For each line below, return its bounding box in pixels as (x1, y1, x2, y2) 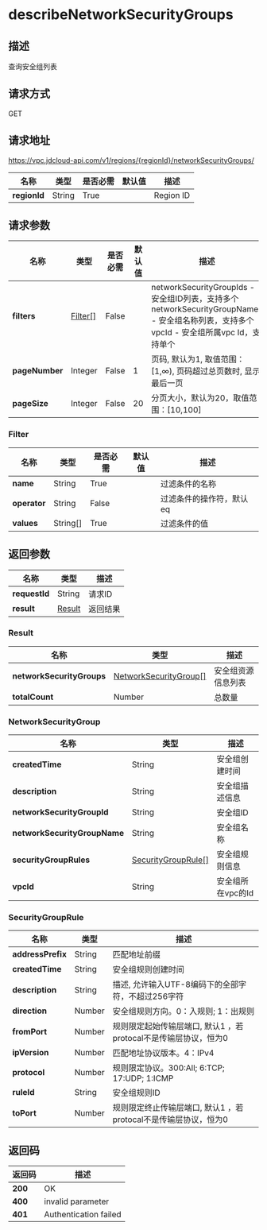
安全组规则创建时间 (112, 964, 184, 975)
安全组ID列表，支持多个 (150, 293, 239, 304)
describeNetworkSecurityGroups (8, 6, 234, 24)
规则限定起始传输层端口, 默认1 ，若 (112, 1021, 244, 1032)
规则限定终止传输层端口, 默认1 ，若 (112, 1102, 244, 1113)
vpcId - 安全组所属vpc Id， (150, 327, 253, 338)
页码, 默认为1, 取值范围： (150, 354, 245, 365)
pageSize (12, 398, 49, 409)
